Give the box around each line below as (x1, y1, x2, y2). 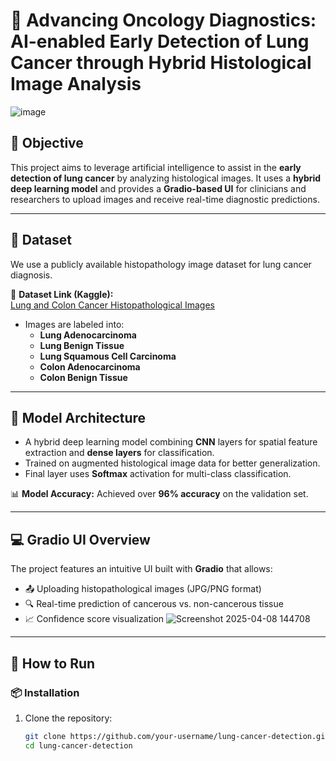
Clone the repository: (24, 712, 113, 724)
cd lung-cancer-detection (24, 740, 133, 751)
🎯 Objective (10, 135, 84, 152)
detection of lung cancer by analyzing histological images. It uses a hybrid (10, 172, 322, 184)
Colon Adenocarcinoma (39, 360, 141, 373)
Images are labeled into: (24, 318, 125, 330)
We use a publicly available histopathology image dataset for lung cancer (10, 258, 312, 270)
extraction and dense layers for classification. (24, 447, 215, 459)
